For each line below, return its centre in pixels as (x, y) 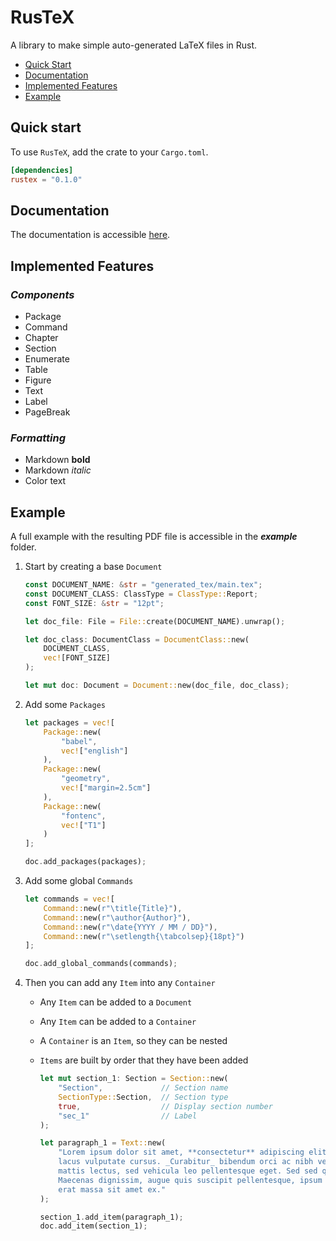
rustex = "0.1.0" (46, 179)
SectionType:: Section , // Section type (143, 1097)
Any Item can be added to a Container (118, 1022)
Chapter (41, 337)
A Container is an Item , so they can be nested (133, 1041)
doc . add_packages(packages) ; (85, 862)
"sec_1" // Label (128, 1116)
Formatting (38, 438)
